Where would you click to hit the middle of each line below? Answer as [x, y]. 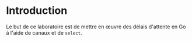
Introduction [37, 11]
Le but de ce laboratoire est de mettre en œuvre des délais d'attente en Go [96, 27]
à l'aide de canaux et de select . [44, 32]
